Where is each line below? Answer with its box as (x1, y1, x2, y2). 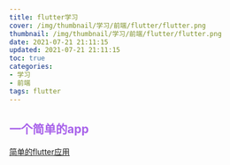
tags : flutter (9, 86, 62, 95)
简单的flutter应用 (9, 146, 71, 157)
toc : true (9, 54, 46, 63)
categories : (9, 63, 53, 71)
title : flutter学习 (9, 12, 79, 22)
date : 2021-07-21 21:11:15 (9, 37, 109, 47)
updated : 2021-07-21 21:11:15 (9, 46, 121, 55)
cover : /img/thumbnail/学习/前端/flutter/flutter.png (9, 21, 206, 30)
